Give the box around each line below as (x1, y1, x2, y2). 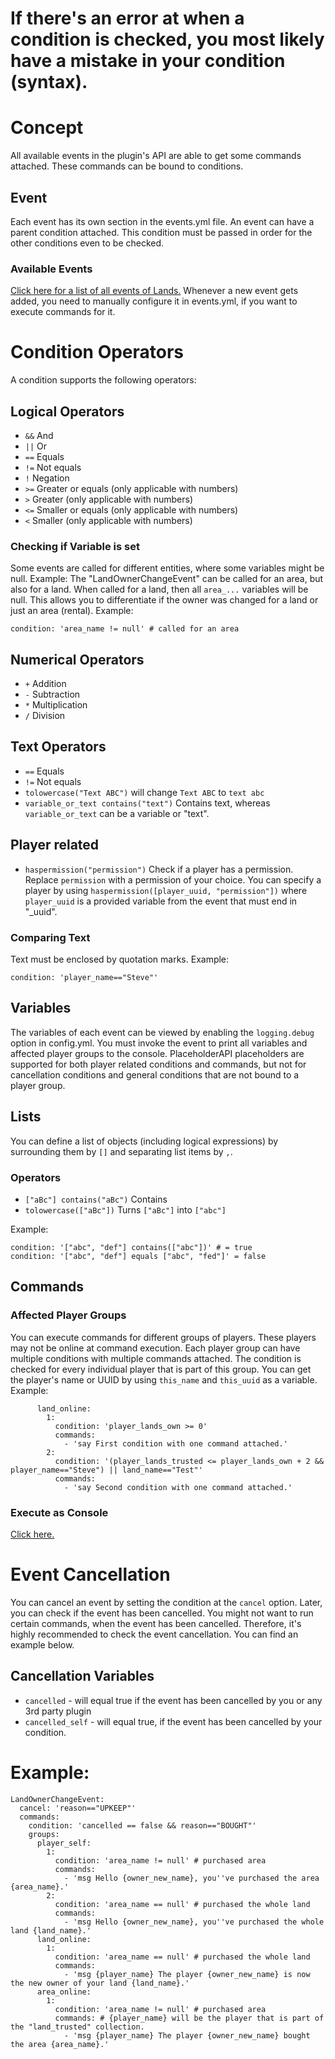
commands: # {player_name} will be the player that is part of (54, 2013, 325, 2023)
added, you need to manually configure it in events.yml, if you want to (10, 295, 298, 307)
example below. (10, 1638, 75, 1651)
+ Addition (24, 678, 67, 690)
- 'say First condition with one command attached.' (63, 1438, 288, 1449)
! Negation (24, 472, 70, 484)
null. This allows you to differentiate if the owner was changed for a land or (10, 594, 319, 606)
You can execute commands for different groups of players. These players (10, 1331, 317, 1343)
